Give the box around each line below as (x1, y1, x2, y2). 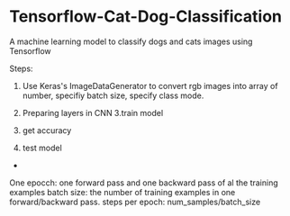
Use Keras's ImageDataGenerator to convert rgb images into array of (22, 80, 278, 91)
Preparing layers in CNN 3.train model (22, 107, 164, 118)
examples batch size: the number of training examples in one (9, 186, 236, 197)
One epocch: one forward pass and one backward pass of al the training (9, 177, 279, 188)
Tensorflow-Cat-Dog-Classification (9, 6, 282, 27)
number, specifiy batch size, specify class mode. (22, 90, 204, 101)
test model (22, 142, 63, 153)
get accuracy (22, 124, 72, 136)
